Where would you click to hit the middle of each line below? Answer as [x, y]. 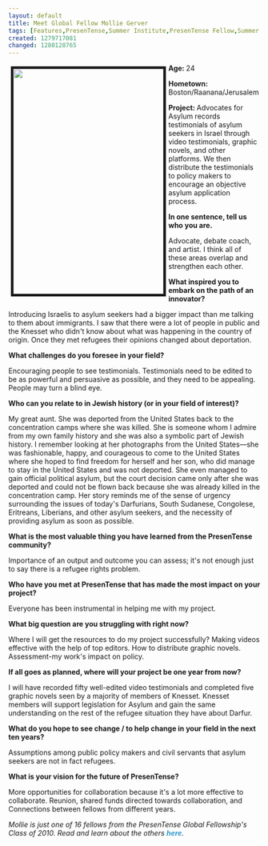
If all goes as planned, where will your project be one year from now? [125, 672]
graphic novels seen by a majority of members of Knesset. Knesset [119, 696]
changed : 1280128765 [43, 46]
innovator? [187, 299]
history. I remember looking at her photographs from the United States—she [134, 444]
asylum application [199, 193]
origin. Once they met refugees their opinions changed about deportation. [130, 340]
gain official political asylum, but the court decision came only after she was [134, 479]
